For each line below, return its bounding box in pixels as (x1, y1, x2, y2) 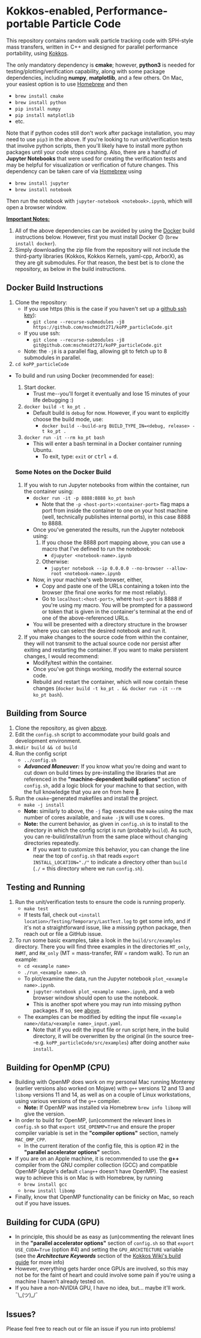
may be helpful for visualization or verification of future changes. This (6, 161, 179, 168)
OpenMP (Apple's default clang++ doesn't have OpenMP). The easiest (14, 1168, 188, 1175)
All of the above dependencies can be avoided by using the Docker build (14, 227, 195, 234)
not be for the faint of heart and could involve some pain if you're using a (14, 1271, 196, 1278)
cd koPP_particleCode (14, 361, 69, 367)
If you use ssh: (23, 329, 61, 337)
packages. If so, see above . (32, 1007, 101, 1014)
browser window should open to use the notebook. (32, 994, 159, 1001)
